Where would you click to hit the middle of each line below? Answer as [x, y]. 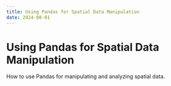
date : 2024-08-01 [28, 17]
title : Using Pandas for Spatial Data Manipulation [73, 12]
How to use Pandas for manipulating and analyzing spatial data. [86, 76]
